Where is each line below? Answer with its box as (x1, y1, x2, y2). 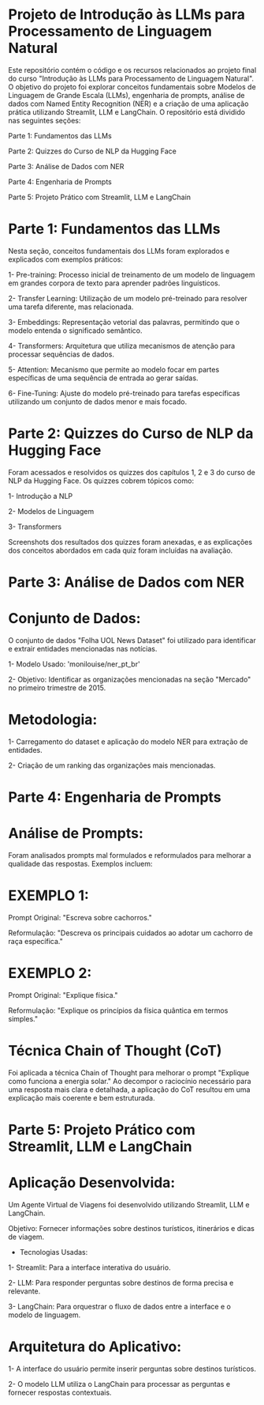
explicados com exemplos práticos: (8, 255, 124, 264)
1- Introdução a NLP (8, 491, 73, 500)
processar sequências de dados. (8, 349, 114, 359)
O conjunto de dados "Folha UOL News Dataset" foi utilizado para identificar (8, 635, 256, 645)
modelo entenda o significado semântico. (8, 326, 143, 335)
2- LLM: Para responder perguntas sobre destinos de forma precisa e (8, 1278, 234, 1287)
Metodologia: (8, 711, 98, 729)
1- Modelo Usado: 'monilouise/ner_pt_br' (8, 659, 140, 669)
